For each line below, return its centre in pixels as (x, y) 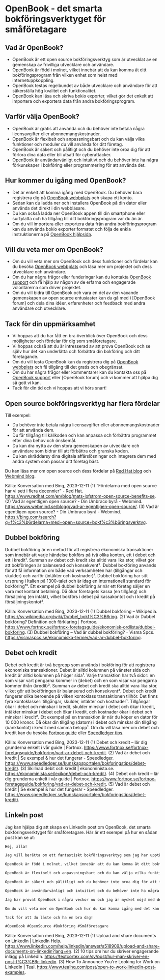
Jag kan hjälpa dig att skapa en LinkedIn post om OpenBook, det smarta (78, 827)
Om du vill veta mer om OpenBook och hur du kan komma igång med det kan (82, 908)
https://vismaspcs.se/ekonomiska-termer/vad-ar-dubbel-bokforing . (74, 637)
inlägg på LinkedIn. (24, 956)
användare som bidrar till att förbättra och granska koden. (70, 451)
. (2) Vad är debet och (128, 752)
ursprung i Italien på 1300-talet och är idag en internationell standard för (78, 581)
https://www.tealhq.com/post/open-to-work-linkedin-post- (96, 967)
